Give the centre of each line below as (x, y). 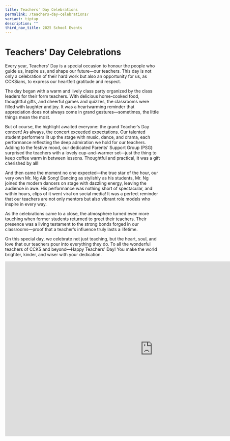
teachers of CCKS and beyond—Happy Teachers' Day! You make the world (81, 249)
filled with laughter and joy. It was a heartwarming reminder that (70, 107)
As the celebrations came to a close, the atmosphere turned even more (77, 214)
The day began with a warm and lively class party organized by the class (79, 91)
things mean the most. (28, 117)
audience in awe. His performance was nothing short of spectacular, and (79, 189)
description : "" (22, 23)
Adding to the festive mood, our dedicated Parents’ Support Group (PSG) (79, 147)
